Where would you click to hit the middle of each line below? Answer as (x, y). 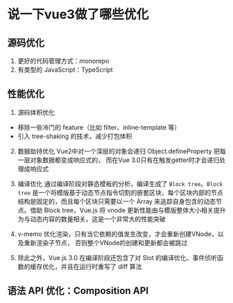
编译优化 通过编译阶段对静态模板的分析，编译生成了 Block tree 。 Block (120, 183)
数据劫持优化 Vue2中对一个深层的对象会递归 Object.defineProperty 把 (119, 151)
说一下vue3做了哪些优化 (78, 14)
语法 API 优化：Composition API (78, 291)
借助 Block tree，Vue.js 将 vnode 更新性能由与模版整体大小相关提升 (128, 210)
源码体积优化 (36, 112)
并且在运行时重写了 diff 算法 (101, 266)
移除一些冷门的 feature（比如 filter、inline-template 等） (99, 127)
